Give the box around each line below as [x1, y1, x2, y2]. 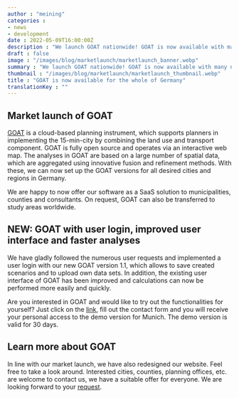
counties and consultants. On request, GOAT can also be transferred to [7, 195, 216, 204]
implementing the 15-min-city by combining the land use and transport [7, 136, 215, 145]
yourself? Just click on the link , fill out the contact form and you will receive [7, 305, 229, 313]
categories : [7, 17, 46, 24]
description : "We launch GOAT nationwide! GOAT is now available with [7, 43, 224, 51]
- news [7, 23, 27, 31]
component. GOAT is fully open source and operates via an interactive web [7, 144, 228, 152]
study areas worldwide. [7, 203, 76, 211]
